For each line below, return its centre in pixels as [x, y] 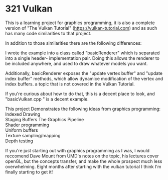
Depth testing [19, 141]
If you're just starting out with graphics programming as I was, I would [77, 150]
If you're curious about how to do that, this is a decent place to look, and [80, 94]
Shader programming [27, 125]
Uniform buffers [22, 130]
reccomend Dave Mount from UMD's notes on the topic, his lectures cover [82, 156]
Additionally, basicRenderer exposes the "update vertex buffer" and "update [84, 73]
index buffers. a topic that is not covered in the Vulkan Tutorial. [70, 84]
